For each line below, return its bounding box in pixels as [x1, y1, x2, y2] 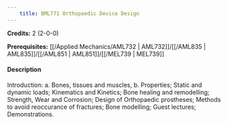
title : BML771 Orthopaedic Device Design [19, 10, 139, 17]
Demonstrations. [7, 110, 54, 118]
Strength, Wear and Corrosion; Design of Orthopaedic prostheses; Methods [7, 95, 221, 103]
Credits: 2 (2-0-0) [7, 29, 59, 37]
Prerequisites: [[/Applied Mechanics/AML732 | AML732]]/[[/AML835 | [7, 42, 206, 50]
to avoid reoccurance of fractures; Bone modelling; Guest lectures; [7, 103, 196, 111]
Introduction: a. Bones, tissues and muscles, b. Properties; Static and [7, 81, 203, 89]
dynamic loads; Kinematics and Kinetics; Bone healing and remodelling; [7, 87, 210, 96]
